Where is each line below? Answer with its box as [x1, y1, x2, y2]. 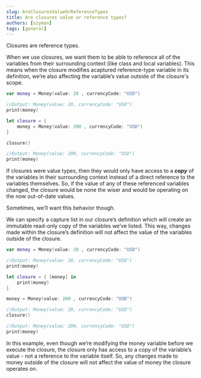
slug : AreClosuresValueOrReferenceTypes [6, 8, 109, 15]
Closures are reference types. [6, 42, 80, 49]
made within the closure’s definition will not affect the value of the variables [6, 229, 193, 236]
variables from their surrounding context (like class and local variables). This [6, 60, 195, 67]
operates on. [6, 365, 38, 372]
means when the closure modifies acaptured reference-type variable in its [6, 67, 190, 74]
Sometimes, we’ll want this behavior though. [6, 205, 115, 212]
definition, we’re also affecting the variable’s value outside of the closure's [6, 73, 189, 80]
